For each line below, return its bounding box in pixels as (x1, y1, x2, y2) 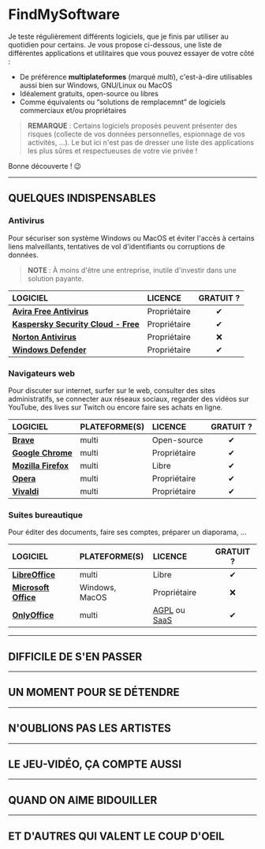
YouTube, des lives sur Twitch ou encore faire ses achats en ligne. (8, 402, 223, 412)
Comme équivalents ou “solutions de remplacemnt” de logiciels (19, 97, 226, 107)
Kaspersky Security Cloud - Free (12, 318, 140, 329)
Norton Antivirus (12, 331, 77, 342)
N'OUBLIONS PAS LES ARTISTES (8, 722, 172, 735)
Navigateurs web (8, 368, 75, 379)
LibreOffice (12, 570, 55, 581)
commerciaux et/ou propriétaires (19, 105, 127, 115)
